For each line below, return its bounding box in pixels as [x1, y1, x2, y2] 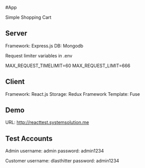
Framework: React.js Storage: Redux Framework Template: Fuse [5, 91, 140, 97]
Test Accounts [5, 134, 53, 143]
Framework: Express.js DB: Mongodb [5, 43, 83, 49]
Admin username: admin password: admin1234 [5, 148, 104, 154]
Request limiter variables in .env [5, 52, 72, 58]
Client [5, 77, 25, 86]
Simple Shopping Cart [5, 14, 52, 20]
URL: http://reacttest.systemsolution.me [5, 119, 89, 125]
